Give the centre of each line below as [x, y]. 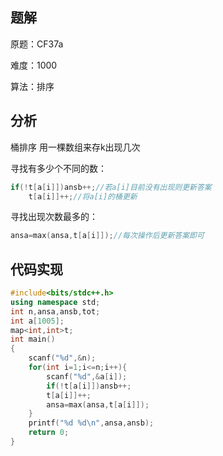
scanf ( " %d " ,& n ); [62, 358]
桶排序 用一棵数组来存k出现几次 [75, 147]
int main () [33, 339]
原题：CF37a [37, 44]
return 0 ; [49, 433]
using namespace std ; [55, 302]
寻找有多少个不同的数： [58, 168]
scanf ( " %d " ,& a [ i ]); [87, 376]
